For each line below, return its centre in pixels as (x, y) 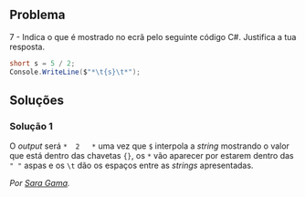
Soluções (37, 100)
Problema (37, 15)
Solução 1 (31, 126)
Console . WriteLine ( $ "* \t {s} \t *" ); (75, 72)
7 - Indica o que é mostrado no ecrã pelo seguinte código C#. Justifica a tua (153, 36)
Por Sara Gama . (40, 183)
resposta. (27, 47)
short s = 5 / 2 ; (42, 63)
